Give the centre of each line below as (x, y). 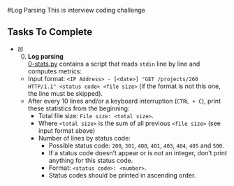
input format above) (67, 130)
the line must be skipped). (65, 93)
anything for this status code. (91, 160)
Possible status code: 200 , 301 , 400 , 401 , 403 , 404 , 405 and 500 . (137, 145)
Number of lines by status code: (84, 138)
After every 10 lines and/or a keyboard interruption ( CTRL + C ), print (124, 101)
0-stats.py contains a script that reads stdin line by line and (114, 64)
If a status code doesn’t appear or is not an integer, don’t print (138, 152)
